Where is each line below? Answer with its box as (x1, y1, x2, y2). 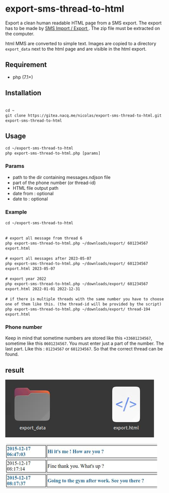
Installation (5, 89, 41, 97)
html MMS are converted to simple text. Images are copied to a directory (5, 40, 157, 46)
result (5, 366, 24, 374)
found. (5, 351, 19, 358)
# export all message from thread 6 (5, 235, 82, 241)
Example (5, 208, 27, 216)
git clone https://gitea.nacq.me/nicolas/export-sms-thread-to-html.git (5, 113, 162, 118)
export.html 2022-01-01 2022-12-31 (5, 286, 80, 292)
